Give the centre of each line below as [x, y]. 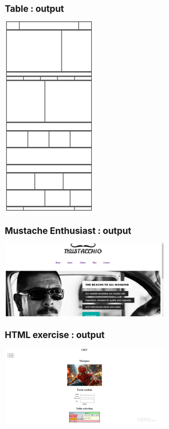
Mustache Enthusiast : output [68, 231]
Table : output [34, 9]
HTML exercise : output [55, 335]
